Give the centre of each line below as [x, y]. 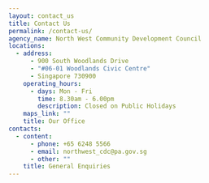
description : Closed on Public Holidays [107, 106]
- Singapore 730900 [63, 76]
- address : [34, 53]
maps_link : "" [47, 114]
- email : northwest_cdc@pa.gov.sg [89, 151]
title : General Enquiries [67, 167]
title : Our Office [54, 121]
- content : [34, 136]
